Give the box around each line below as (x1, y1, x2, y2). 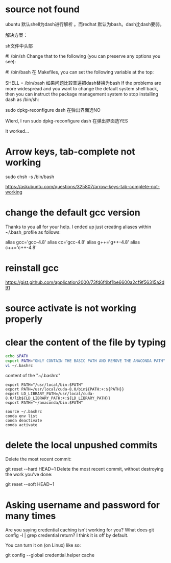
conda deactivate (5, 418, 42, 423)
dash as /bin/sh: (5, 96, 39, 103)
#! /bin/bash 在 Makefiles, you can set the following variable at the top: (5, 69, 154, 75)
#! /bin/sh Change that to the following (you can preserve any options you (5, 53, 161, 59)
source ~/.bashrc (5, 409, 42, 414)
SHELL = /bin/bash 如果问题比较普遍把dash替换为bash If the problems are (5, 80, 162, 86)
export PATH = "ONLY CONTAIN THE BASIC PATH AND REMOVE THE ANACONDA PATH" (5, 358, 166, 363)
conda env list (5, 413, 38, 419)
